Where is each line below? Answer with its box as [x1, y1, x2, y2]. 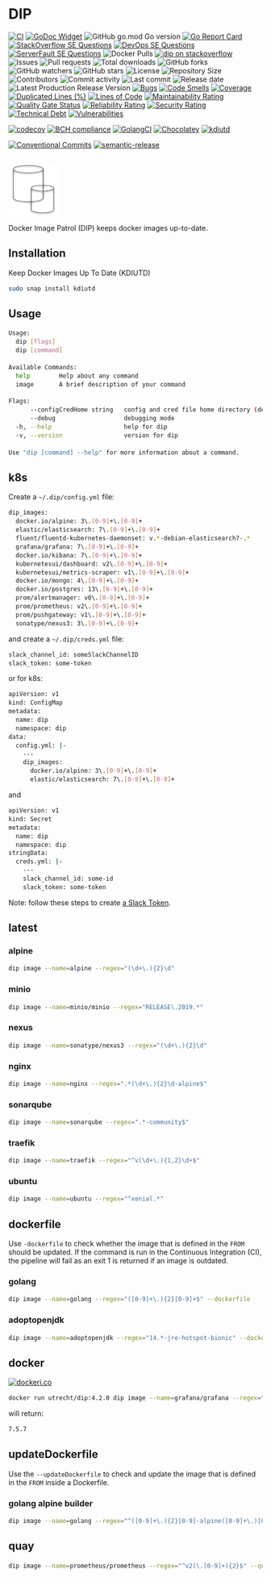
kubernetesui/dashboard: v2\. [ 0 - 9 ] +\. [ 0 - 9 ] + [15, 560, 168, 568]
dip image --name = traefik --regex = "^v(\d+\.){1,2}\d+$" [8, 1157, 200, 1165]
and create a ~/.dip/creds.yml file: [8, 634, 124, 644]
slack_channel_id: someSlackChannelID [8, 650, 139, 658]
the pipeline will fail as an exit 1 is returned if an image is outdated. [8, 1256, 228, 1266]
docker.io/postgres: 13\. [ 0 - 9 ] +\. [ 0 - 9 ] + [15, 586, 153, 594]
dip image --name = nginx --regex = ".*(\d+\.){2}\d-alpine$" [8, 1079, 207, 1087]
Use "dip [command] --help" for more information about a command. [8, 449, 240, 457]
